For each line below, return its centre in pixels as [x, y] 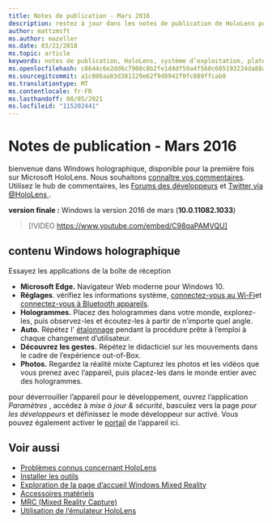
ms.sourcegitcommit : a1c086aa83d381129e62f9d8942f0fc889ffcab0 [117, 76]
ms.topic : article [39, 53]
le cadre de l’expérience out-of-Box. [81, 355]
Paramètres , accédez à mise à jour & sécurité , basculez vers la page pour [133, 405]
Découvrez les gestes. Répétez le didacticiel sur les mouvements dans [139, 347]
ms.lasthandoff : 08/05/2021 [56, 99]
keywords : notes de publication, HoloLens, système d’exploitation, [126, 62]
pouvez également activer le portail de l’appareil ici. [94, 423]
